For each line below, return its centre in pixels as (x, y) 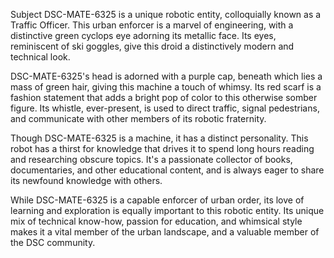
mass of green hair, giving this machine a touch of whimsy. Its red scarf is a (166, 87)
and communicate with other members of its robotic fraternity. (138, 118)
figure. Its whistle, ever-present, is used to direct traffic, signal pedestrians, (165, 108)
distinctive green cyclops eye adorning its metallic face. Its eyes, (143, 35)
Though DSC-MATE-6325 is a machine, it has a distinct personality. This (159, 138)
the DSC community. (53, 242)
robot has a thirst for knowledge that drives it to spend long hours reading (162, 148)
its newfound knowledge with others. (86, 180)
